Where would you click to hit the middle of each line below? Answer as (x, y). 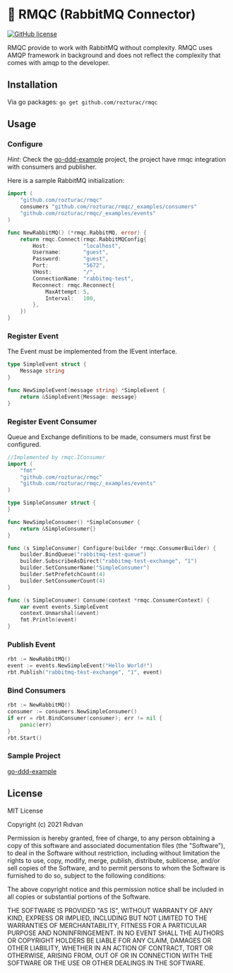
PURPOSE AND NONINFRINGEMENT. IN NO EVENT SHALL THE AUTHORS (116, 933)
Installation (32, 85)
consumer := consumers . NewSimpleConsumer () (72, 712)
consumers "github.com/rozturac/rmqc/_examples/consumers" (109, 207)
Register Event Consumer (52, 422)
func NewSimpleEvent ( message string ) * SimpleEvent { (86, 390)
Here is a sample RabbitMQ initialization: (66, 181)
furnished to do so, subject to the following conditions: (86, 876)
